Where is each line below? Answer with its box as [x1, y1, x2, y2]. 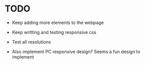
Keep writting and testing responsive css [12, 29, 96, 35]
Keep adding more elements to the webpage [12, 19, 104, 25]
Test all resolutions [12, 38, 51, 45]
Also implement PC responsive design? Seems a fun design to [12, 48, 140, 54]
